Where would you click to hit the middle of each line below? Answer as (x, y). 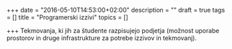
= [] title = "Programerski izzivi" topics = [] (67, 17)
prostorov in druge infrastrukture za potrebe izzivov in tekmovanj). (102, 38)
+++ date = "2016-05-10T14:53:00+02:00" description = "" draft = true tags (116, 10)
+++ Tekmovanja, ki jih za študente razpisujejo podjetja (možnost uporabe (113, 31)
